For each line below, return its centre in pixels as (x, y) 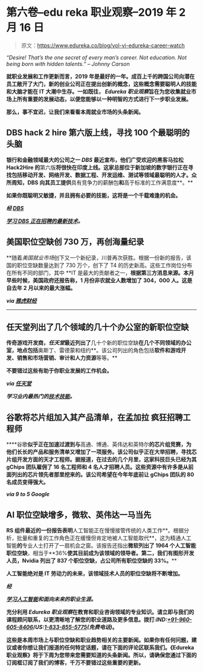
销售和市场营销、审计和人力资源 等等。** (67, 358)
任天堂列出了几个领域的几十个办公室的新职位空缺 (98, 327)
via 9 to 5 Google (28, 494)
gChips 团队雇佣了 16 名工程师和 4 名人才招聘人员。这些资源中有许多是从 (97, 467)
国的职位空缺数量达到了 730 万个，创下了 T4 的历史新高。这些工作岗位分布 (99, 265)
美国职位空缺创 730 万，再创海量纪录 (75, 242)
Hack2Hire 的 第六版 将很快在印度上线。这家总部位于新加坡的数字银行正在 (97, 167)
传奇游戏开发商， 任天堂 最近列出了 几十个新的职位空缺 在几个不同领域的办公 (99, 343)
